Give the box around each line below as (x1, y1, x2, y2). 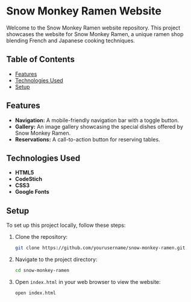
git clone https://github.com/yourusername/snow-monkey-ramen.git (14, 245, 186, 251)
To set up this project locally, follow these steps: (6, 221, 126, 229)
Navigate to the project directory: (14, 256, 98, 263)
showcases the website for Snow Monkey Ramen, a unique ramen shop (6, 30, 184, 37)
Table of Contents (6, 54, 75, 64)
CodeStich (14, 176, 42, 183)
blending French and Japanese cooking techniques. (6, 37, 136, 44)
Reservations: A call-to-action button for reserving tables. (14, 135, 161, 143)
